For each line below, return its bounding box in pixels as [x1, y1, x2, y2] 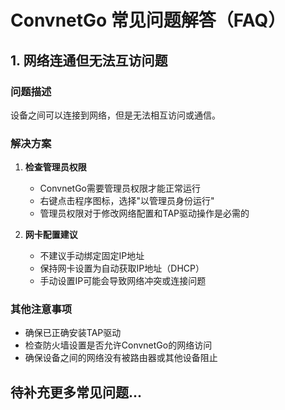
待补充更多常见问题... [10, 384, 143, 401]
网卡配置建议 [24, 229, 78, 241]
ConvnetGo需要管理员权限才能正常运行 [39, 182, 202, 195]
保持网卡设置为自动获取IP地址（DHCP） [39, 262, 205, 275]
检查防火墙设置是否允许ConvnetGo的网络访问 [24, 339, 213, 351]
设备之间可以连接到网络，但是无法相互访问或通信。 [10, 109, 221, 121]
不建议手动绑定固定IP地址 [39, 250, 145, 262]
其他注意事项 [10, 302, 73, 316]
